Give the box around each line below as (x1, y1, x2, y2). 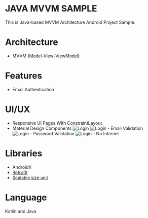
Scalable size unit (12, 175, 48, 181)
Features (5, 70, 42, 81)
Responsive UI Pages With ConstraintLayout (12, 120, 102, 126)
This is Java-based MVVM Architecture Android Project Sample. (5, 19, 136, 25)
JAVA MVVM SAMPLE (5, 3, 97, 14)
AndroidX (12, 164, 32, 170)
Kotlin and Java (5, 208, 37, 214)
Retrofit (12, 169, 28, 175)
